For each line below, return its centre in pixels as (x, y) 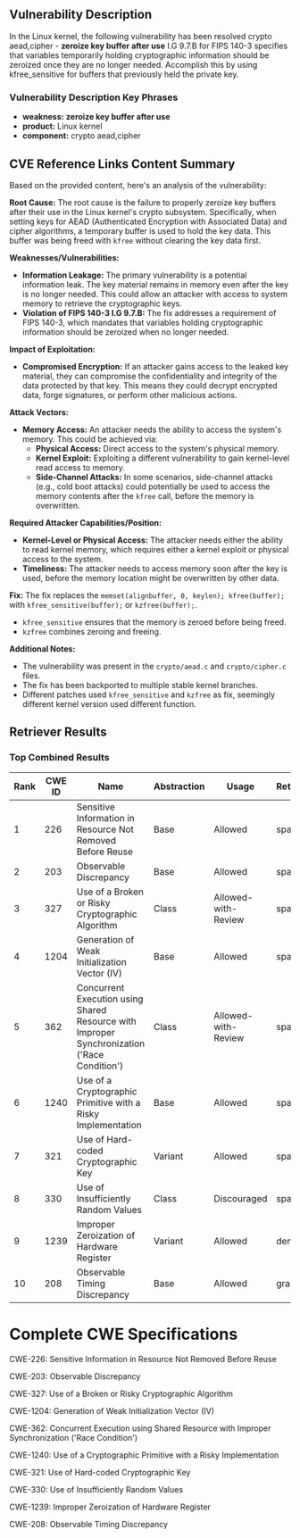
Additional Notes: (42, 648)
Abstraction (179, 786)
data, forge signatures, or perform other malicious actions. (130, 395)
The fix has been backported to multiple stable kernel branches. (140, 685)
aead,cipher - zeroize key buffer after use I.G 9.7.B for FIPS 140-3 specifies (149, 46)
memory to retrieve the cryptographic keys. (102, 303)
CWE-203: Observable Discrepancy (75, 1376)
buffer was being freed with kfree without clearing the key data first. (135, 240)
